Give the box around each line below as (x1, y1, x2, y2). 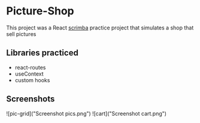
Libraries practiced (6, 48, 79, 58)
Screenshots (6, 94, 55, 104)
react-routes (14, 64, 46, 71)
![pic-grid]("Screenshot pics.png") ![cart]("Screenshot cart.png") (6, 110, 166, 117)
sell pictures (6, 30, 37, 37)
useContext (14, 70, 44, 77)
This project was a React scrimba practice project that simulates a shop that (6, 24, 194, 31)
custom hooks (14, 76, 50, 83)
